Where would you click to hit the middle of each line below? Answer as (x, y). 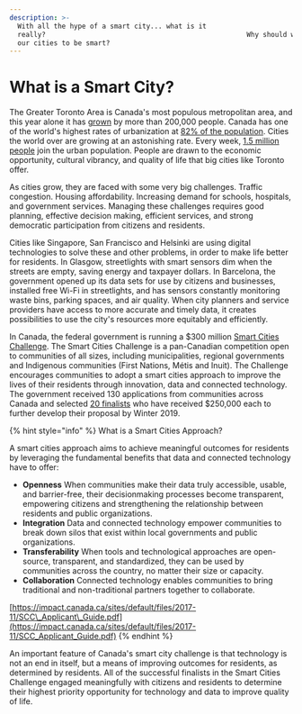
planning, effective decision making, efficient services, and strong (131, 216)
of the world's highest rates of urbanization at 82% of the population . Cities (149, 131)
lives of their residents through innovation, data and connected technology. (148, 384)
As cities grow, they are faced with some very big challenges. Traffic (136, 187)
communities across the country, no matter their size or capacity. (143, 571)
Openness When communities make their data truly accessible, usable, (155, 485)
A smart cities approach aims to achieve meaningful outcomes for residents (149, 448)
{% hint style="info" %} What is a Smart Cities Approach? (116, 431)
